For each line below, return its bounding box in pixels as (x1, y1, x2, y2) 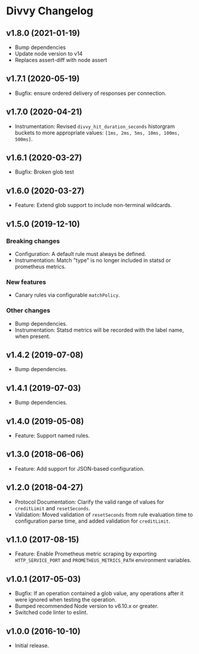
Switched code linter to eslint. (14, 609, 88, 616)
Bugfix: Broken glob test (14, 168, 74, 175)
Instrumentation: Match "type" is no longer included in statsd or (14, 257, 171, 264)
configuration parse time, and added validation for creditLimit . (14, 517, 171, 525)
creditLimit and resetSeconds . (14, 504, 91, 511)
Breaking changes (6, 237, 60, 245)
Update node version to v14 (14, 50, 83, 57)
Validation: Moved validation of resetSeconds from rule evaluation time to (14, 511, 193, 518)
